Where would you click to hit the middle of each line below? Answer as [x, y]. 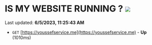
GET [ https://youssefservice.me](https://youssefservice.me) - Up [79, 32]
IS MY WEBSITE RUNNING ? [64, 9]
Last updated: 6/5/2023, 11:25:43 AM [45, 22]
